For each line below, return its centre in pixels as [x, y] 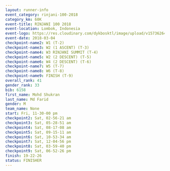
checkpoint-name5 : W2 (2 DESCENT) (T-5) [49, 57]
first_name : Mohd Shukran [32, 95]
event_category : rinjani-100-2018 [42, 15]
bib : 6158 [16, 90]
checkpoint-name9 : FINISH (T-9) [39, 76]
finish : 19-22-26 [24, 156]
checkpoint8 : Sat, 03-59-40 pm [38, 146]
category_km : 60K [24, 19]
